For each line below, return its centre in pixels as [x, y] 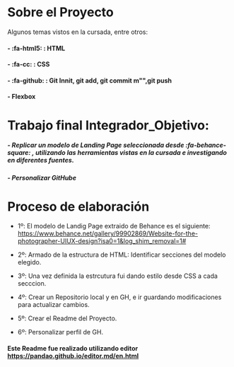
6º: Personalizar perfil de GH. [60, 332]
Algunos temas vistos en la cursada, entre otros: [78, 32]
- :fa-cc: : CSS [29, 64]
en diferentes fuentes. [41, 161]
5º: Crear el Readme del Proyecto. [67, 318]
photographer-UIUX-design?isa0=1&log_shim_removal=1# [102, 241]
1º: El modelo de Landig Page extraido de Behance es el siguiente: [114, 226]
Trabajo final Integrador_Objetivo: [109, 125]
